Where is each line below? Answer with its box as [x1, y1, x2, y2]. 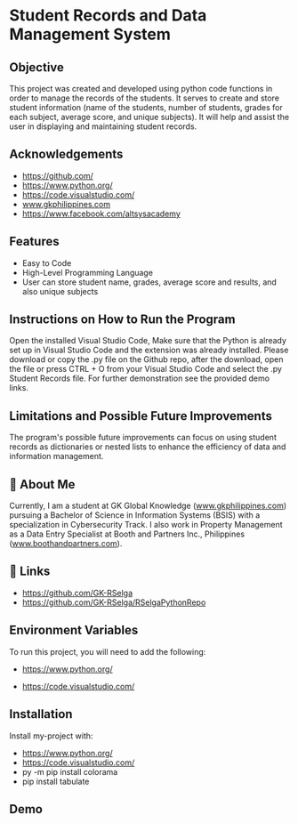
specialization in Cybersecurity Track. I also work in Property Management [9, 520, 283, 530]
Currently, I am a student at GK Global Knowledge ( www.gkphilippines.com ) [9, 500, 287, 512]
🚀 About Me [9, 477, 76, 492]
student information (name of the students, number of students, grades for [9, 102, 283, 112]
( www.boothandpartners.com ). [9, 538, 123, 549]
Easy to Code [21, 257, 72, 268]
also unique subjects [21, 286, 99, 296]
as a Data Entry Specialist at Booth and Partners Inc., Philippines [9, 528, 246, 539]
